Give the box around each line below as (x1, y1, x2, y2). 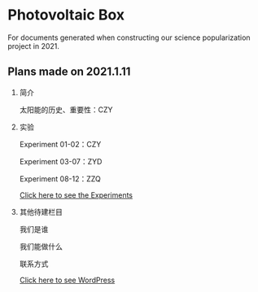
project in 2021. (7, 41, 60, 50)
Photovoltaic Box (7, 6, 125, 24)
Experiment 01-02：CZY (19, 139, 102, 149)
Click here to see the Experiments (19, 190, 133, 200)
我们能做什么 (19, 242, 63, 251)
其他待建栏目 (19, 207, 63, 216)
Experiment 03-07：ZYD (19, 156, 103, 166)
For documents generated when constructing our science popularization (7, 33, 251, 42)
